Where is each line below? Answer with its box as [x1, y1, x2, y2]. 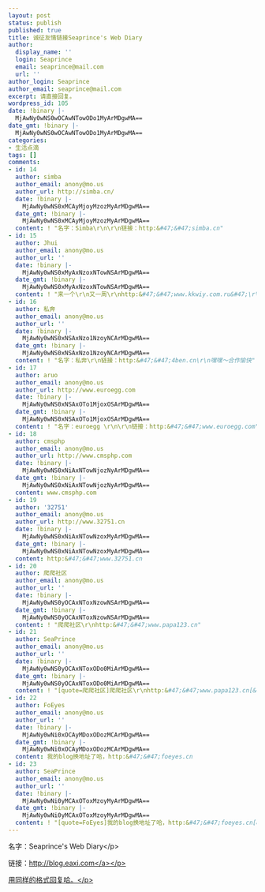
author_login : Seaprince [8, 77, 90, 85]
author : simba [15, 173, 62, 182]
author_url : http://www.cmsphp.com [15, 452, 132, 460]
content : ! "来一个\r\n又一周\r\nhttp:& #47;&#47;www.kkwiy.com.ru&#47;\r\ [15, 290, 259, 298]
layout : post [8, 11, 51, 20]
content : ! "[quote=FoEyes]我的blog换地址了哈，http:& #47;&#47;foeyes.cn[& [15, 819, 260, 827]
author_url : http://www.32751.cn [15, 518, 125, 526]
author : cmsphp [15, 437, 65, 445]
